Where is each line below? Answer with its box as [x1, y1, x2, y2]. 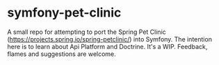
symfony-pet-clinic [7, 5, 122, 21]
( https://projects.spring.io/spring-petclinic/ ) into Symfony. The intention [7, 35, 212, 43]
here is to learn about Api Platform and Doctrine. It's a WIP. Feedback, [7, 42, 208, 50]
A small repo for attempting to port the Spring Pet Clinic [7, 28, 167, 36]
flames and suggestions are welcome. [7, 50, 116, 58]
